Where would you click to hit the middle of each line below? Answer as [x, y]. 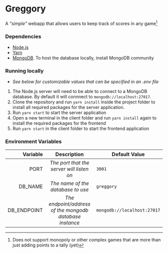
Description [69, 154]
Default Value [128, 154]
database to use [69, 189]
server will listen [70, 169]
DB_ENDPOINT [25, 210]
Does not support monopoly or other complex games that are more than [86, 240]
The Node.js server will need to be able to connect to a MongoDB [80, 91]
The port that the [70, 163]
